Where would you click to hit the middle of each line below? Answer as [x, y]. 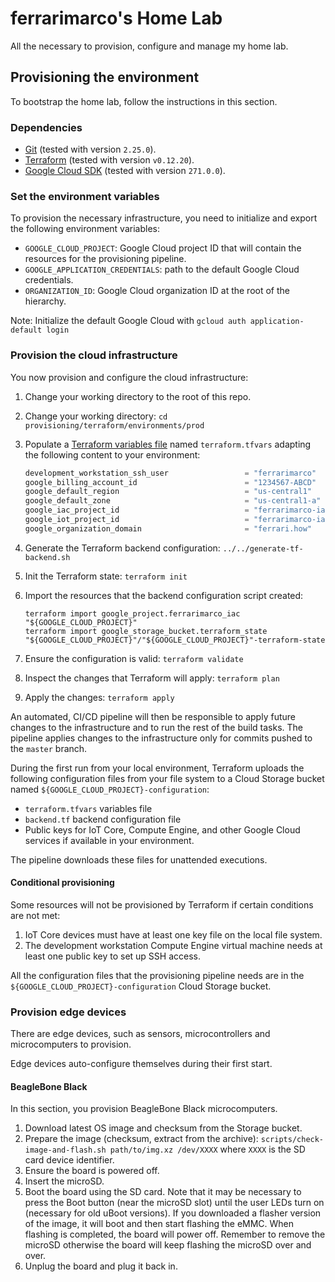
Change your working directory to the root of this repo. [138, 396]
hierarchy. [45, 301]
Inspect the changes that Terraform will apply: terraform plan [152, 678]
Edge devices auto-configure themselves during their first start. [141, 1064]
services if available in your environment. [109, 840]
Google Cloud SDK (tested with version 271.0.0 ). [125, 171]
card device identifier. [69, 1160]
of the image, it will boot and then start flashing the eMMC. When [159, 1224]
